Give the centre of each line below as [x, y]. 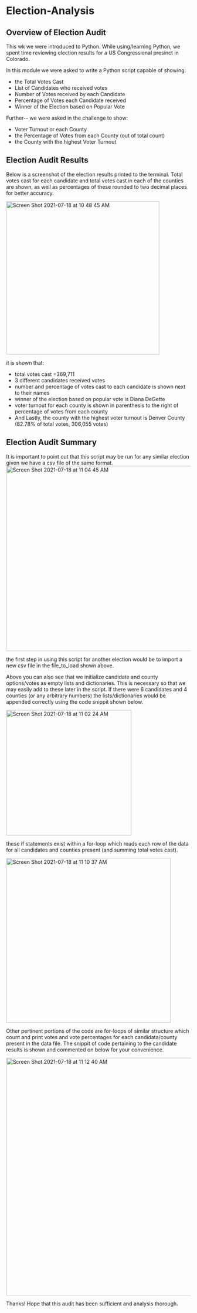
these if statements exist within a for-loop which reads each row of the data [97, 843]
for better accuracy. [30, 193]
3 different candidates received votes [60, 380]
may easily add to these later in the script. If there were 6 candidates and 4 [97, 689]
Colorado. [18, 59]
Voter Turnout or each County [51, 129]
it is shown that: [25, 362]
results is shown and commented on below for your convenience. [85, 1049]
